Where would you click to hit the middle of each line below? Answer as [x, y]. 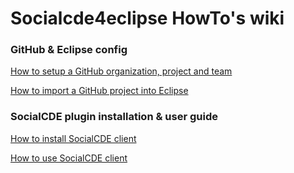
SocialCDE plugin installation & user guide [114, 117]
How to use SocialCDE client [69, 158]
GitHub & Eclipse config [69, 50]
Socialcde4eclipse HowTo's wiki [147, 18]
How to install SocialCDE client [73, 138]
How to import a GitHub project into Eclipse [99, 91]
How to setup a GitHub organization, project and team [121, 71]
